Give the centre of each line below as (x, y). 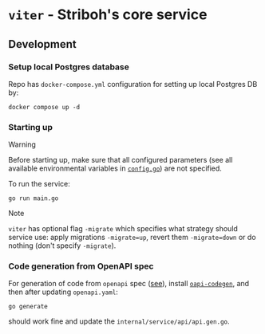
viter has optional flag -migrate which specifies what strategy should (123, 229)
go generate (28, 307)
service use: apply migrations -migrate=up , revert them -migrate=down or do (132, 238)
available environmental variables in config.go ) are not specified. (115, 168)
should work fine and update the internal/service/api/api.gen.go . (119, 321)
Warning (22, 144)
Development (43, 44)
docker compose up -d (44, 107)
